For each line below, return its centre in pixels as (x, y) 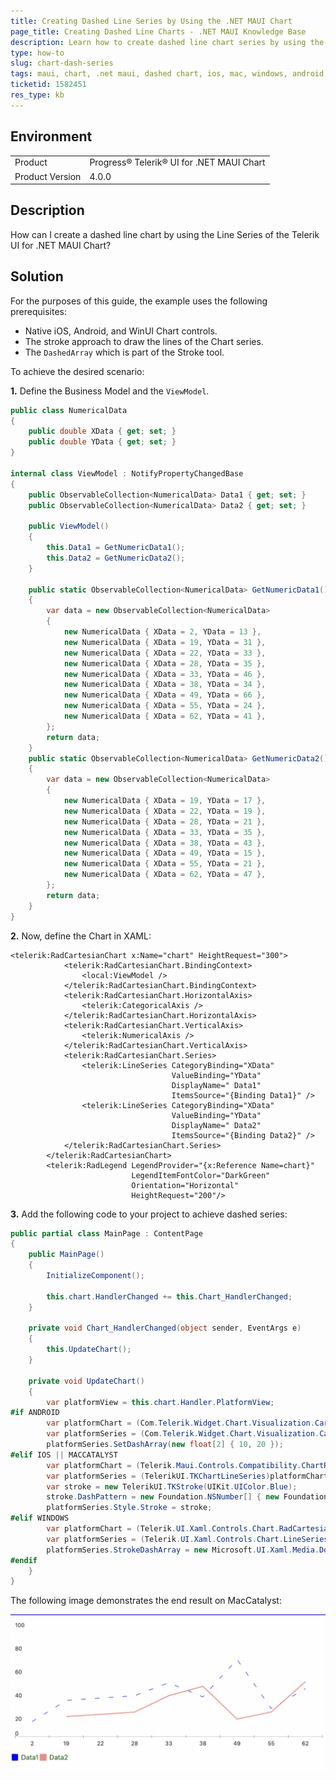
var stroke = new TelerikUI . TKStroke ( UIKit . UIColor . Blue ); (172, 1486)
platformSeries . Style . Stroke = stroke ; (129, 1508)
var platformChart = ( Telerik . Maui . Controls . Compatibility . (174, 1465)
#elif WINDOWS (40, 1518)
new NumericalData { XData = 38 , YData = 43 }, (165, 843)
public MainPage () (66, 1255)
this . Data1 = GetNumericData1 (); (116, 548)
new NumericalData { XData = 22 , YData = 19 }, (165, 811)
